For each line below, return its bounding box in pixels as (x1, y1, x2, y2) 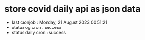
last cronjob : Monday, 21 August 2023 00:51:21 (11, 19, 108, 25)
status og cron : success (11, 24, 62, 30)
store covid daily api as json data (4, 3, 141, 14)
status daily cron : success (11, 29, 66, 35)
